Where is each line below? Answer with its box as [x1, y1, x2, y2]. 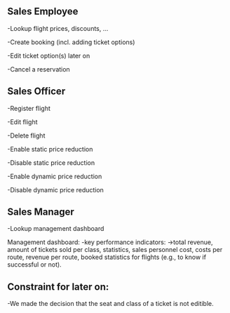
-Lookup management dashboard [7, 225, 104, 233]
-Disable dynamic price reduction [7, 185, 104, 194]
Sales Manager [7, 206, 75, 218]
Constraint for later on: [7, 281, 109, 293]
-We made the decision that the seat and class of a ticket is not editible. [7, 300, 214, 308]
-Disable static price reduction [7, 158, 95, 167]
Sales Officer [7, 86, 66, 98]
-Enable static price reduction [7, 145, 93, 153]
